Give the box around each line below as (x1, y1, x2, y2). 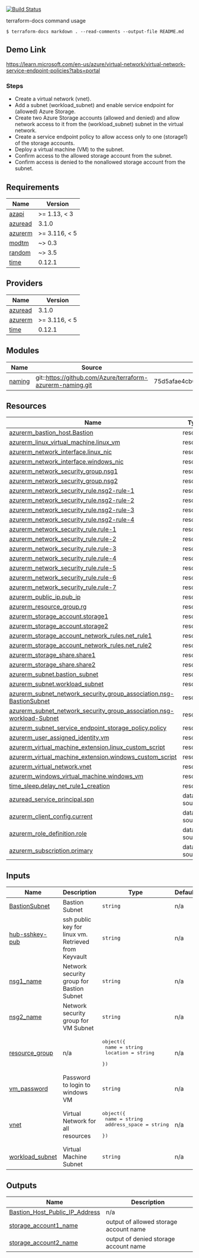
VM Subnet (62, 1024, 94, 1032)
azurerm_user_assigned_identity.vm (9, 734, 110, 742)
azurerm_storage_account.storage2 (9, 622, 108, 630)
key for (62, 923, 82, 931)
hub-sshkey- (9, 930, 47, 938)
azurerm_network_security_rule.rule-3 (9, 544, 117, 553)
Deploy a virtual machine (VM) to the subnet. (14, 146, 124, 153)
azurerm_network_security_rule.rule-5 (9, 564, 117, 572)
